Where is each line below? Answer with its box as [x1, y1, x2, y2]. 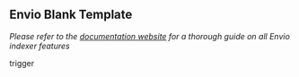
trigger [9, 57, 34, 68]
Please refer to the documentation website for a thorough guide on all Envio [9, 30, 290, 41]
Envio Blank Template [9, 7, 133, 22]
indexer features [9, 40, 70, 51]
